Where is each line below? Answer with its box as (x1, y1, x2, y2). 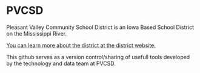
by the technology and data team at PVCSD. (6, 60, 116, 67)
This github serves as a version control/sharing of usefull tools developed (6, 53, 190, 60)
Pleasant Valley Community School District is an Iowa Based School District (6, 24, 194, 31)
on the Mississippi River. (6, 30, 67, 37)
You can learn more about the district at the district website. (6, 42, 156, 49)
